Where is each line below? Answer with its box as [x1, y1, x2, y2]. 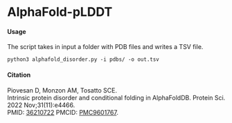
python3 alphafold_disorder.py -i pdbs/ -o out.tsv [7, 56, 159, 63]
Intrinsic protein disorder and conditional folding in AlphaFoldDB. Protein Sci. [7, 93, 226, 102]
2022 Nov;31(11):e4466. [7, 101, 75, 109]
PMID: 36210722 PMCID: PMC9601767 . [7, 108, 119, 116]
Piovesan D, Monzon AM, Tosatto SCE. [7, 86, 118, 94]
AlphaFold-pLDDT [7, 4, 113, 20]
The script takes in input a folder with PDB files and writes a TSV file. [7, 43, 204, 51]
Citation [7, 70, 31, 79]
